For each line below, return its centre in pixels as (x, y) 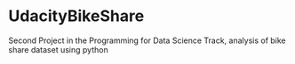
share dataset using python (58, 49)
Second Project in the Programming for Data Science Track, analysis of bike (147, 40)
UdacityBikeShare (76, 16)
